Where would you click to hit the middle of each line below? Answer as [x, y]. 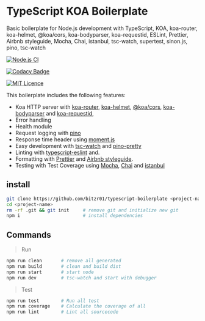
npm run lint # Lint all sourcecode [63, 312]
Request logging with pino [48, 133]
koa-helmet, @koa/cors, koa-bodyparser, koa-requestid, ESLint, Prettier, [97, 34]
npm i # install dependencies [75, 216]
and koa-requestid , [70, 113]
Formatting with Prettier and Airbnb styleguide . [74, 159]
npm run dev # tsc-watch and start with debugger [81, 278]
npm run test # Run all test [53, 301]
